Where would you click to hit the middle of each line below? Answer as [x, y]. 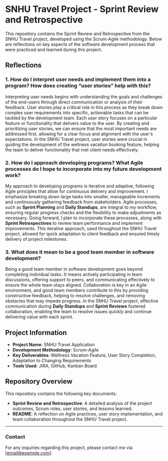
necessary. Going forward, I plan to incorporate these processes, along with [83, 218]
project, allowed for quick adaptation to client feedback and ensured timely [82, 234]
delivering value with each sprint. [39, 317]
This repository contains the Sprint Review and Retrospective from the [77, 33]
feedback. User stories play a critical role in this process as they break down [84, 107]
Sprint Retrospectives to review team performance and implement [74, 223]
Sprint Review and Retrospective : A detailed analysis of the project [82, 403]
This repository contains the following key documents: [61, 394]
